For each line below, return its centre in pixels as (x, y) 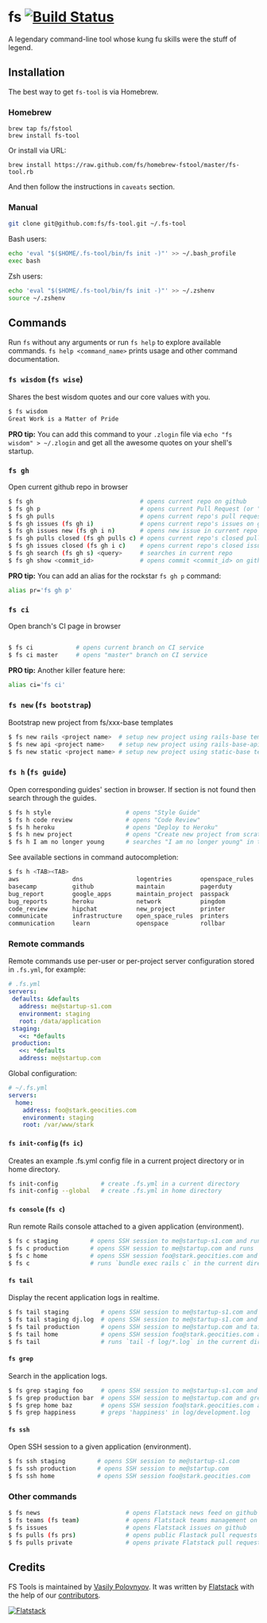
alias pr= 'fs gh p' (41, 590)
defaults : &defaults (46, 999)
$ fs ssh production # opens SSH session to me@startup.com (118, 1469)
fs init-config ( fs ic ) (46, 1143)
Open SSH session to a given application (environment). (100, 1446)
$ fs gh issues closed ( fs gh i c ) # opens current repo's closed (126, 546)
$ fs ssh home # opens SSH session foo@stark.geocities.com (129, 1476)
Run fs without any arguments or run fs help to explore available (114, 342)
